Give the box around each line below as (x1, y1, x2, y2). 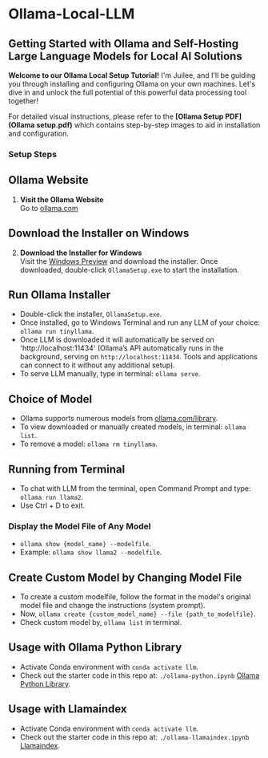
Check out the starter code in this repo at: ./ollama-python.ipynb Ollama (19, 671, 260, 680)
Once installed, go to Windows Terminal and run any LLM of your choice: (19, 318, 261, 327)
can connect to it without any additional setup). (19, 360, 176, 370)
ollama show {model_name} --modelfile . (19, 539, 152, 549)
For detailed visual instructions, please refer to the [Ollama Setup (8, 111, 224, 121)
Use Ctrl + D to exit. (19, 501, 86, 510)
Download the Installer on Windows (8, 226, 190, 241)
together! (8, 96, 38, 105)
